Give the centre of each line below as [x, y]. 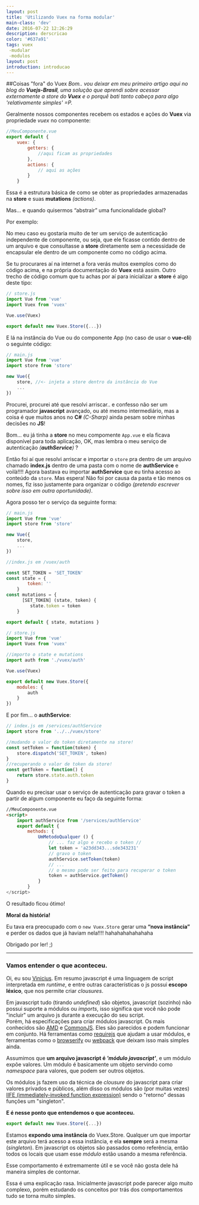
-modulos [20, 56]
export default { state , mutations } [53, 622]
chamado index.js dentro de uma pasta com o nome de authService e [92, 465]
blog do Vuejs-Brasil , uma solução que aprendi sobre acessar [83, 90]
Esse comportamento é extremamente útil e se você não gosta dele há [92, 1166]
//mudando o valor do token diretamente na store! [70, 742]
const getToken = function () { [45, 770]
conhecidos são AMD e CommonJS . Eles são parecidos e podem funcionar [98, 1028]
